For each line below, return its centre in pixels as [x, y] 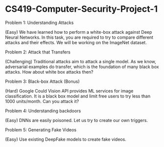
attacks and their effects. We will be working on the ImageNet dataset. [76, 42]
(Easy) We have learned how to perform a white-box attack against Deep [79, 32]
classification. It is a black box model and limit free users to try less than [78, 96]
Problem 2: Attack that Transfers [38, 52]
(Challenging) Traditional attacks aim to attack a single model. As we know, [81, 61]
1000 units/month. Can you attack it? [42, 101]
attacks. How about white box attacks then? [49, 72]
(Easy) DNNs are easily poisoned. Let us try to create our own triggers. [77, 120]
